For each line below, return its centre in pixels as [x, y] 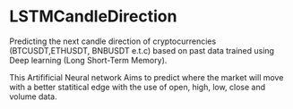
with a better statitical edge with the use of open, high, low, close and [138, 87]
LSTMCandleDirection [93, 17]
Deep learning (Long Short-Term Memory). [88, 60]
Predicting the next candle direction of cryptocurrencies [113, 41]
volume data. [33, 96]
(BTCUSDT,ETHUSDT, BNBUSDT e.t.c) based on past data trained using [142, 50]
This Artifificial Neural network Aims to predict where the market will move [146, 77]
